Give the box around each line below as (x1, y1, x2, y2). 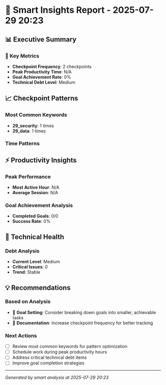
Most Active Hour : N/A (12, 184, 60, 190)
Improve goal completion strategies (12, 360, 85, 366)
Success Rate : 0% (12, 218, 51, 224)
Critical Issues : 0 (12, 264, 48, 270)
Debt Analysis (5, 247, 40, 254)
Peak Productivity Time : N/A (12, 69, 72, 74)
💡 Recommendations (5, 283, 71, 292)
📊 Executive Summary (5, 35, 77, 43)
